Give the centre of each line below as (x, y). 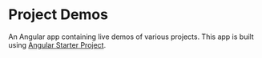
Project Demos (58, 15)
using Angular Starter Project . (57, 44)
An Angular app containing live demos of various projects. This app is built (131, 37)
